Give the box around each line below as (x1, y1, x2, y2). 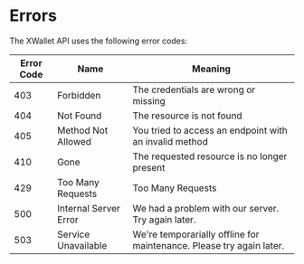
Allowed (57, 135, 92, 147)
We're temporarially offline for (132, 228, 260, 240)
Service (57, 228, 90, 240)
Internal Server (57, 202, 120, 214)
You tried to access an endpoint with (132, 124, 288, 137)
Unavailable (57, 239, 108, 251)
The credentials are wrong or (132, 83, 256, 96)
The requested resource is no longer (132, 150, 288, 163)
